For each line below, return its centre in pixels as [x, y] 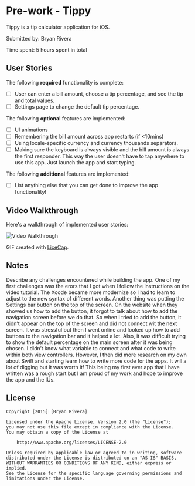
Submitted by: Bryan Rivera [39, 38]
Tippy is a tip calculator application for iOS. [58, 27]
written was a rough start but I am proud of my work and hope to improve [95, 373]
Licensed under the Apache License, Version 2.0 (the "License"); [89, 422]
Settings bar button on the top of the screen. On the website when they [92, 305]
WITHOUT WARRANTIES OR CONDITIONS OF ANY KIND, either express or [89, 463]
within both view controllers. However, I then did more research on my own [97, 355]
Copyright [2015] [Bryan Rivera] [47, 411]
